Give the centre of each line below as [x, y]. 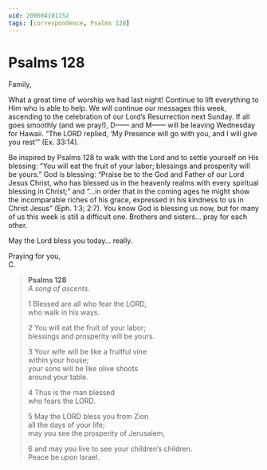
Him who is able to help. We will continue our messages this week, [118, 108]
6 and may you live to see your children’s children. [110, 449]
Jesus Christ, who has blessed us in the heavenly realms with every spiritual [133, 183]
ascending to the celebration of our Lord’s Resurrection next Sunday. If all [129, 117]
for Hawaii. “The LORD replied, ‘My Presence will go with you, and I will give [133, 134]
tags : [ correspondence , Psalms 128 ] [69, 23]
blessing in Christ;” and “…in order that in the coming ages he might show [129, 191]
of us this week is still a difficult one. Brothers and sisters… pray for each [128, 217]
